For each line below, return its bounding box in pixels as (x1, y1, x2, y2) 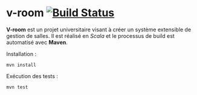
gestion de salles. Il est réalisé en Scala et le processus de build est (6, 32, 175, 39)
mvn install (6, 62, 36, 68)
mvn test (6, 84, 28, 90)
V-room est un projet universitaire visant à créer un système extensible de (6, 26, 192, 33)
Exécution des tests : (6, 72, 59, 79)
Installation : (6, 50, 37, 57)
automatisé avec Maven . (6, 38, 68, 46)
